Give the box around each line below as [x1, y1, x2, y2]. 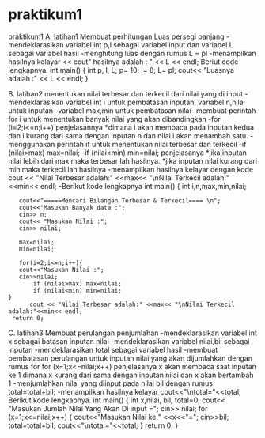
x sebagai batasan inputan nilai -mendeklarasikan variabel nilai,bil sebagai [8, 336, 250, 345]
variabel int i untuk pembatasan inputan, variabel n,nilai [66, 97, 245, 107]
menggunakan [8, 139, 55, 149]
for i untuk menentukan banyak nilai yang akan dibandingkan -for [8, 114, 221, 123]
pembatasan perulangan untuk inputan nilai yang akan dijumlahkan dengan [8, 353, 253, 363]
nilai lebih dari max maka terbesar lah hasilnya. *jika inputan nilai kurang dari [8, 156, 258, 165]
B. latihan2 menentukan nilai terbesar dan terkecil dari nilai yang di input [8, 89, 244, 98]
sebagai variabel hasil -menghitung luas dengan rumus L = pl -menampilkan [8, 48, 256, 58]
